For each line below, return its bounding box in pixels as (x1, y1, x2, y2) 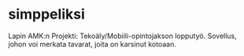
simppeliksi (8, 5, 85, 23)
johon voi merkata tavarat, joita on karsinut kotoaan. (8, 39, 177, 48)
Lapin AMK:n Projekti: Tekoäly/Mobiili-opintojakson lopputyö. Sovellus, (8, 31, 238, 40)
